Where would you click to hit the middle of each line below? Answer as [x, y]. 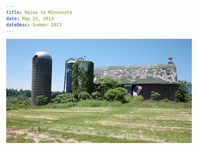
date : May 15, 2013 [30, 18]
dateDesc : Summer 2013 [34, 25]
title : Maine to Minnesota [39, 12]
